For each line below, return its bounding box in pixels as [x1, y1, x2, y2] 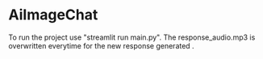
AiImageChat [8, 6, 98, 24]
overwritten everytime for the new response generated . [8, 40, 195, 50]
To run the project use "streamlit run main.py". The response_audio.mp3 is [8, 32, 256, 42]
